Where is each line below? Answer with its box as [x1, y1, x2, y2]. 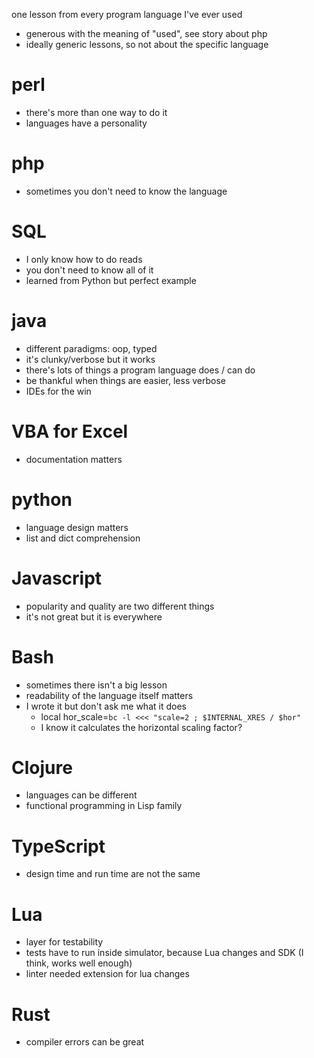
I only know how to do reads [25, 253, 143, 265]
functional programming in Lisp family [25, 800, 183, 812]
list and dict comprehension [25, 532, 141, 544]
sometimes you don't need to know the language [25, 185, 228, 197]
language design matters [25, 521, 129, 533]
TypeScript [11, 835, 106, 858]
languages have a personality [25, 117, 148, 129]
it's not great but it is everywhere [25, 610, 163, 623]
